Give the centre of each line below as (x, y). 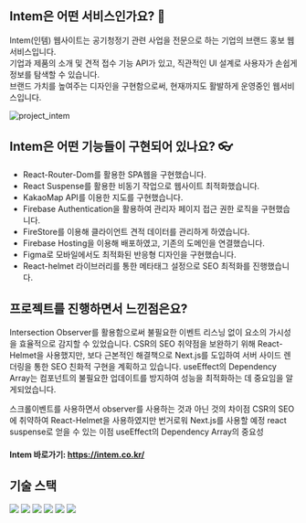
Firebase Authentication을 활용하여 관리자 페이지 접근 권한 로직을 (141, 208)
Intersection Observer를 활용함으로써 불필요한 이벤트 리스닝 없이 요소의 (138, 333)
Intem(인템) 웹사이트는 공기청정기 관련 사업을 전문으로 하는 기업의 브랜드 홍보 (147, 40)
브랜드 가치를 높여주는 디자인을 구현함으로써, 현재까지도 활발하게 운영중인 (140, 86)
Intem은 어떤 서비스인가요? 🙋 (88, 16)
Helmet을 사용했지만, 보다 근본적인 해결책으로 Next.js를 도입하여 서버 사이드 (145, 356)
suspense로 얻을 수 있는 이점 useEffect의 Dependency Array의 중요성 (137, 432)
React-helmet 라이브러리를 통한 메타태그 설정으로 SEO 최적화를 (137, 266)
